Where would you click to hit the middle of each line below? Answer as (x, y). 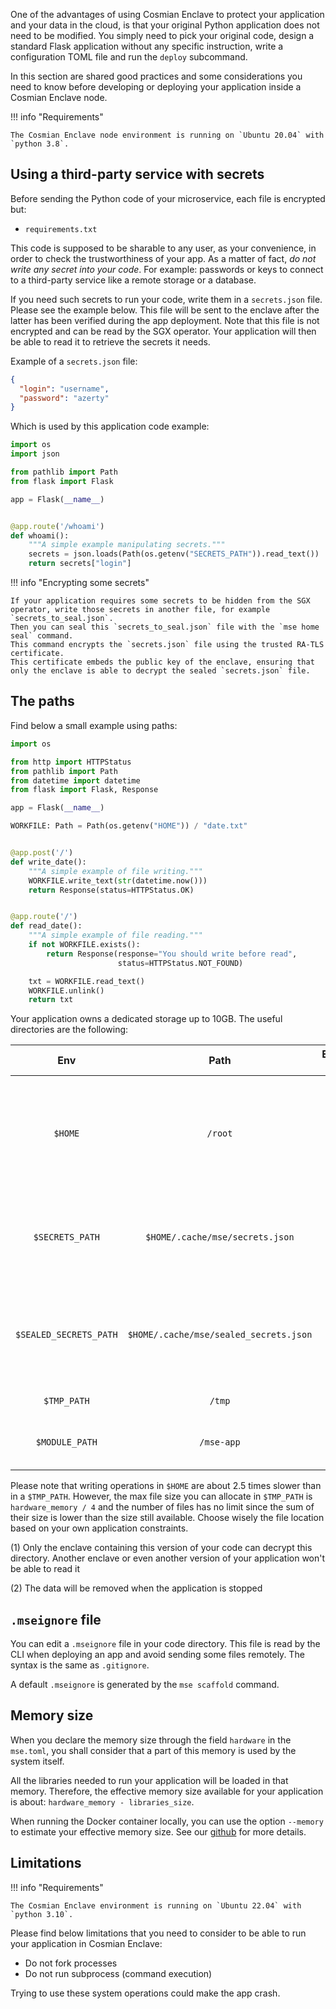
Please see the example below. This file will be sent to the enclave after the (165, 310)
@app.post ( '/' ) (42, 853)
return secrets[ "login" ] (80, 564)
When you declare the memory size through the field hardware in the (151, 1740)
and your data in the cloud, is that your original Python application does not (165, 25)
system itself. (37, 1761)
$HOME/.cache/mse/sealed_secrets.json (220, 1335)
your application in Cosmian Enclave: (86, 1943)
